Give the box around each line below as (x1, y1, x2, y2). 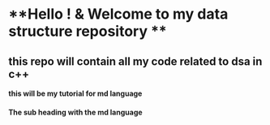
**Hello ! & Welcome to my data (8, 5, 229, 24)
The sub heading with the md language (8, 107, 144, 117)
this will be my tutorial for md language (8, 88, 143, 98)
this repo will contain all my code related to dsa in (8, 54, 263, 68)
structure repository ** (8, 22, 168, 41)
